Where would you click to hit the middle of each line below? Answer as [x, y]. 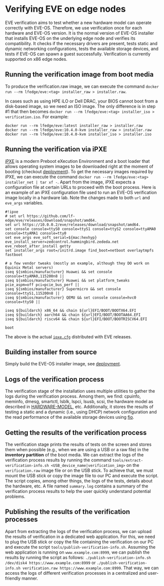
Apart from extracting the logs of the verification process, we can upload [78, 531]
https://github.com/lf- [51, 216]
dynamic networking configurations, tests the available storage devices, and [82, 49]
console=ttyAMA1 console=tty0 [36, 233]
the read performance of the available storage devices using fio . [70, 417]
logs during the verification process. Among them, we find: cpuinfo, [73, 396]
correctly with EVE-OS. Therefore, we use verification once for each [74, 27]
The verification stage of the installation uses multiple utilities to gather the [80, 391]
